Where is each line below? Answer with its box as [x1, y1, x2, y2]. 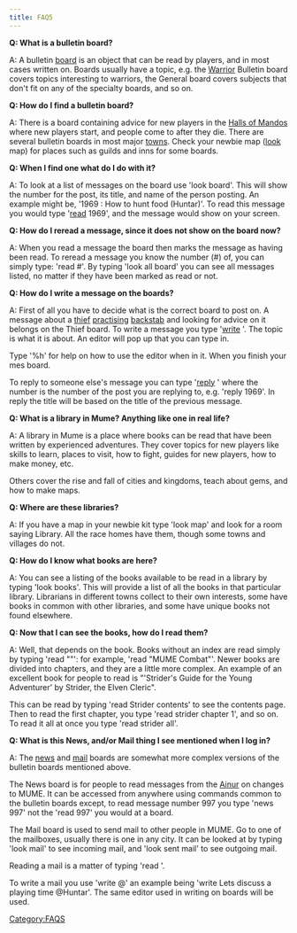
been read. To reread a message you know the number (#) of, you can [9, 252, 265, 262]
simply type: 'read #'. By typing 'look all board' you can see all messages [9, 260, 275, 271]
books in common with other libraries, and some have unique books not [9, 600, 270, 611]
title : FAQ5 [9, 12, 53, 22]
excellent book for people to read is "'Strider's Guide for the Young [9, 673, 253, 683]
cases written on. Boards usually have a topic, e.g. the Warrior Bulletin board [9, 64, 289, 74]
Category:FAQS [9, 914, 65, 924]
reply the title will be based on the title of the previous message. [9, 395, 243, 406]
